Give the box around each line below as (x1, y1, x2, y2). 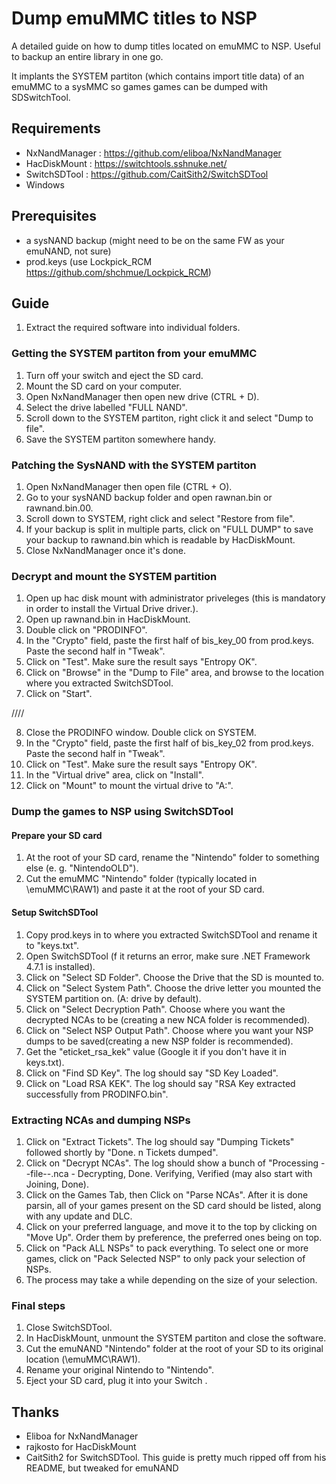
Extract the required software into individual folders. (25, 322, 241, 334)
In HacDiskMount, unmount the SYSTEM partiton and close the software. (25, 1332, 327, 1344)
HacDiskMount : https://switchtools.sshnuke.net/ (25, 157, 228, 169)
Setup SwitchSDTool (11, 906, 99, 918)
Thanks (11, 1403, 60, 1421)
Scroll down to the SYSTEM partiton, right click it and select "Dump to (25, 412, 314, 424)
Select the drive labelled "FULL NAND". (25, 401, 188, 413)
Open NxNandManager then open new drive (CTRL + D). (25, 390, 260, 402)
